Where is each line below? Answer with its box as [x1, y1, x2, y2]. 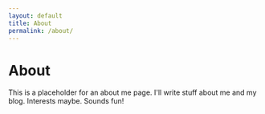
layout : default [8, 11, 63, 20]
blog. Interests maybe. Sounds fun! [8, 96, 124, 106]
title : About [8, 19, 52, 27]
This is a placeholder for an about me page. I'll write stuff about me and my [8, 88, 257, 97]
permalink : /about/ [8, 26, 74, 35]
